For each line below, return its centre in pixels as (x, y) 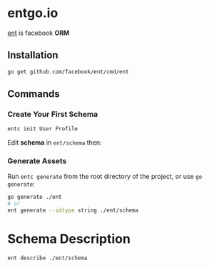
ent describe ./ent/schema (47, 258)
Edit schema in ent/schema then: (55, 143)
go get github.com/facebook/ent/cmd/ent (68, 72)
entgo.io (33, 13)
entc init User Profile (43, 129)
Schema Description (69, 239)
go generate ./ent (35, 197)
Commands (34, 94)
